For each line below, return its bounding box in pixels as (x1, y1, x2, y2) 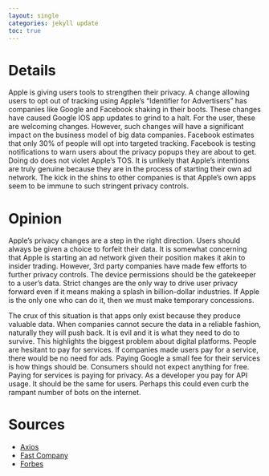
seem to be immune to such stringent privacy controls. (8, 181, 190, 191)
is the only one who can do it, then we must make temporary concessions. (8, 296, 255, 305)
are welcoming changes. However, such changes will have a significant (8, 122, 244, 131)
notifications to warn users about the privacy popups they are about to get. (8, 147, 257, 157)
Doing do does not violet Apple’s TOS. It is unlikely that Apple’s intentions (8, 155, 251, 165)
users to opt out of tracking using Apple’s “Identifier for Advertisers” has (8, 96, 247, 106)
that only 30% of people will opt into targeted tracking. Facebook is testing (8, 139, 256, 148)
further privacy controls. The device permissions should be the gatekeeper (8, 270, 257, 280)
